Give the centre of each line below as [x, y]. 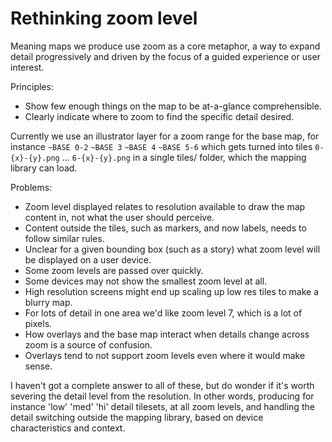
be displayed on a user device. [88, 259]
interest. [27, 67]
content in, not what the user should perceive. [119, 217]
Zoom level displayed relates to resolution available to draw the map [165, 206]
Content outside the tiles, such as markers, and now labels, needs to [165, 228]
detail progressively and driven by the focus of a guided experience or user [165, 56]
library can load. [44, 168]
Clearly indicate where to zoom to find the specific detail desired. [159, 116]
